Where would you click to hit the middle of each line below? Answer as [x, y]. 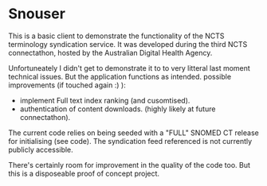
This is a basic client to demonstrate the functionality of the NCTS [116, 36]
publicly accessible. [41, 149]
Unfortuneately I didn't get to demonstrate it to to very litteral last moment [130, 68]
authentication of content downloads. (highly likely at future [118, 109]
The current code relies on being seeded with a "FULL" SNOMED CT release [133, 133]
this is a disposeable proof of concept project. [84, 173]
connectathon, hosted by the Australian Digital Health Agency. [110, 52]
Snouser [37, 14]
